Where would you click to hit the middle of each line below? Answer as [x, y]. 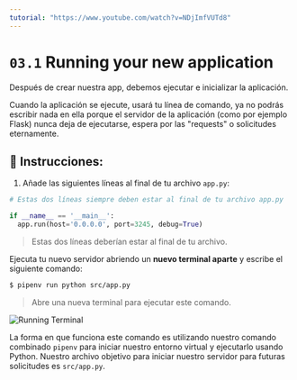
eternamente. [34, 133]
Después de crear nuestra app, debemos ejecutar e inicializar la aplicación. [149, 87]
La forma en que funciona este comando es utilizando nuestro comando [143, 337]
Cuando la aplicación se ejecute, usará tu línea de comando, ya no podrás [147, 104]
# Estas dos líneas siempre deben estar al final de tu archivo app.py [146, 200]
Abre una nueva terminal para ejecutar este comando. [131, 302]
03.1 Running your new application [142, 62]
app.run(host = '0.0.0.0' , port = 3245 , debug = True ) [110, 225]
